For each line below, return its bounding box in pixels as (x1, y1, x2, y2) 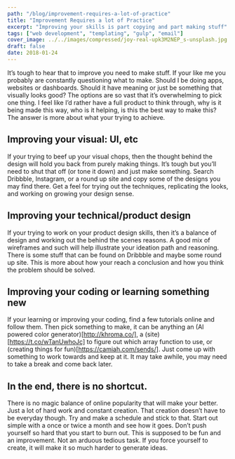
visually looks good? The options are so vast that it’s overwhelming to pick (7, 90, 222, 99)
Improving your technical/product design (7, 210, 191, 221)
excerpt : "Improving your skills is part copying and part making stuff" (7, 23, 228, 30)
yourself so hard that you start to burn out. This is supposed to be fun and (7, 429, 221, 437)
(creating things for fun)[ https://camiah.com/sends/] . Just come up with (7, 345, 216, 354)
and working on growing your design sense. (7, 189, 135, 198)
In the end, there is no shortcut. (7, 380, 147, 392)
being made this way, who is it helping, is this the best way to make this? (7, 106, 217, 114)
